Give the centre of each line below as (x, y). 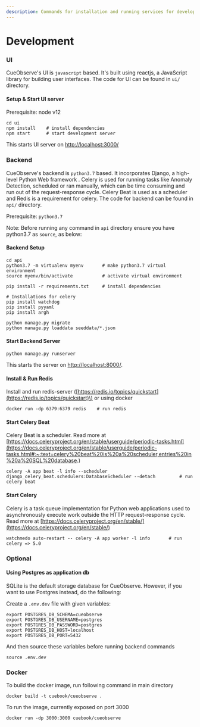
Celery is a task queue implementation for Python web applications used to (98, 508)
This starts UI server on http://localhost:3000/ (62, 145)
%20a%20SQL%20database (42, 461)
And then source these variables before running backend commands (90, 646)
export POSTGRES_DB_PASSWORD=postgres (54, 625)
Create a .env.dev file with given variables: (59, 603)
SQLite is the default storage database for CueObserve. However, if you (94, 586)
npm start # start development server (61, 134)
